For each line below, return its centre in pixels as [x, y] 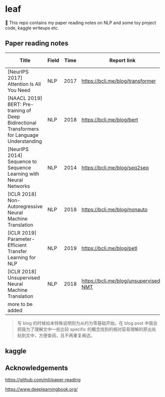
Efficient [17, 245]
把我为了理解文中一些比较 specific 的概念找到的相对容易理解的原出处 [86, 329]
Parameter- [21, 239]
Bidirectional [22, 122]
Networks [19, 186]
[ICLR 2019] [22, 233]
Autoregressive [25, 206]
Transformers [23, 129]
